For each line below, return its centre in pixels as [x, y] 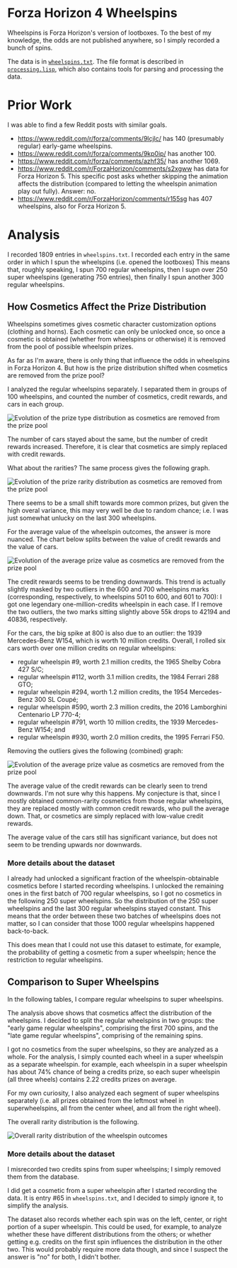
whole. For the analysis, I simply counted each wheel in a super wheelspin [115, 1056]
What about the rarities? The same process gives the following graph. [109, 468]
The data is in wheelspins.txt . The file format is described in [96, 61]
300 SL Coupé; [57, 699]
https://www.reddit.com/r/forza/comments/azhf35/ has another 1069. [119, 161]
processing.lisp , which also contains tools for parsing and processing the [116, 69]
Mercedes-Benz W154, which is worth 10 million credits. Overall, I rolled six [117, 640]
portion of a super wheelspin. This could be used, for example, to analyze [115, 1227]
